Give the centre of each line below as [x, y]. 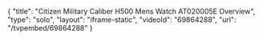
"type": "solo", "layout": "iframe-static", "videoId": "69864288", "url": [122, 20]
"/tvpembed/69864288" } [50, 28]
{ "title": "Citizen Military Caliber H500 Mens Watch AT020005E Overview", [131, 11]
